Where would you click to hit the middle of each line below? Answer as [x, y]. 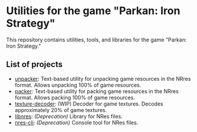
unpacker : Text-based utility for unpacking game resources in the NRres [103, 78]
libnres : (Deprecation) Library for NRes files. [69, 116]
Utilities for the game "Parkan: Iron [93, 11]
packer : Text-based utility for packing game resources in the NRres [97, 91]
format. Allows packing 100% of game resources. [75, 97]
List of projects [35, 65]
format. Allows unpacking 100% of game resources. [78, 85]
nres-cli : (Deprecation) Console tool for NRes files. [76, 123]
